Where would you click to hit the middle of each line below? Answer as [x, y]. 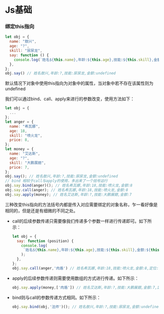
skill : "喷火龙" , [26, 135]
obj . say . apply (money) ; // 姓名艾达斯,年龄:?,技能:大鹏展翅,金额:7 [68, 194]
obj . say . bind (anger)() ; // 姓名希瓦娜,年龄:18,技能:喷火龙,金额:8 [69, 186]
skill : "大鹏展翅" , [28, 163]
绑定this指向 [20, 26]
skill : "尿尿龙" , [26, 51]
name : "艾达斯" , [25, 154]
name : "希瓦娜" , [25, 126]
